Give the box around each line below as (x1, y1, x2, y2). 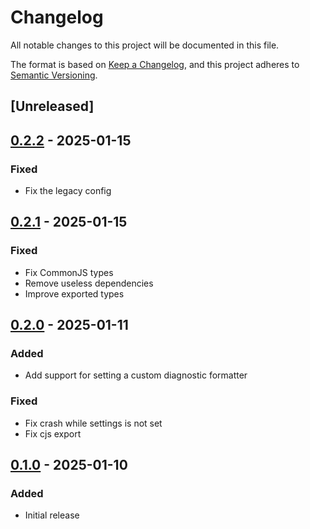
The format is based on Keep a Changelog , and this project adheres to (10, 58, 300, 70)
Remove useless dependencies (24, 277, 154, 289)
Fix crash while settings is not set (24, 417, 163, 429)
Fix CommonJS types (24, 266, 114, 278)
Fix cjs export (24, 427, 82, 440)
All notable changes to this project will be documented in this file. (10, 39, 280, 51)
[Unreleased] (10, 98, 95, 115)
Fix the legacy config (24, 185, 112, 197)
